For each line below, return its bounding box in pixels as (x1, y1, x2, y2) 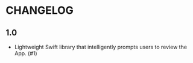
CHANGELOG (5, 4, 74, 17)
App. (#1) (14, 50, 37, 57)
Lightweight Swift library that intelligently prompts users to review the (14, 43, 188, 50)
